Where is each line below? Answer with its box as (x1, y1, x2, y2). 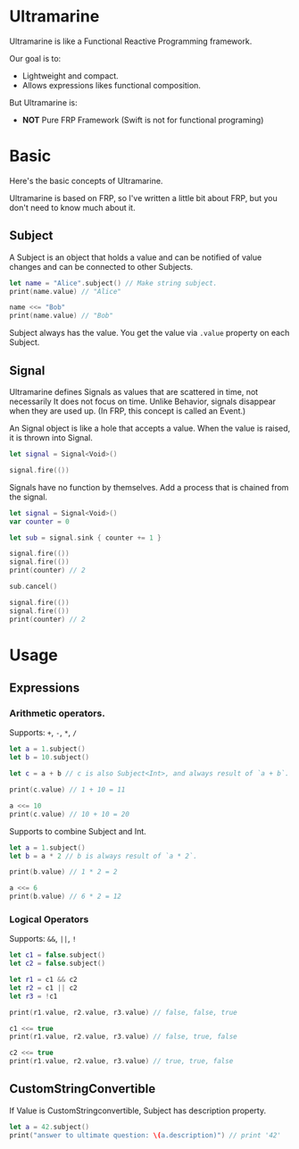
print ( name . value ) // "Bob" (9, 311, 114, 321)
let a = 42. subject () (9, 1122, 90, 1131)
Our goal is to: (9, 53, 62, 63)
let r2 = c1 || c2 (9, 983, 78, 993)
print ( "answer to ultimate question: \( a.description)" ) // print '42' (9, 1130, 281, 1140)
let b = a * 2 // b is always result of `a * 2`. (9, 851, 198, 860)
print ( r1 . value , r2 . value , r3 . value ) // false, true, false (9, 1032, 238, 1042)
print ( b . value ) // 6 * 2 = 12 (9, 892, 122, 902)
